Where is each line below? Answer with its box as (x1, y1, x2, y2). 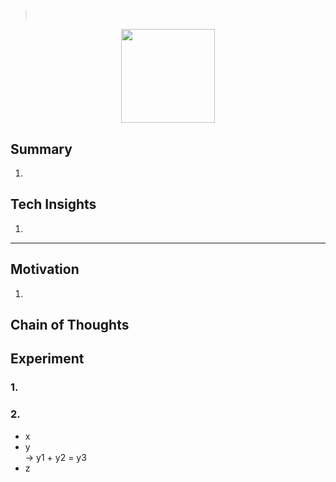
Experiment (10, 350, 85, 368)
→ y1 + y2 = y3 (24, 451, 87, 463)
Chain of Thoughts (10, 317, 130, 334)
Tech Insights (10, 196, 97, 213)
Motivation (10, 261, 80, 278)
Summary (10, 140, 73, 158)
